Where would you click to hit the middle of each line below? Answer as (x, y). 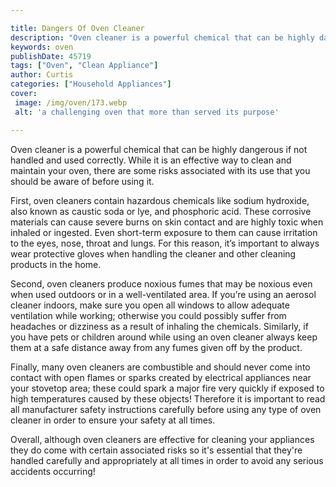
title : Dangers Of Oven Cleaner (77, 28)
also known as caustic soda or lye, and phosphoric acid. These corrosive (161, 211)
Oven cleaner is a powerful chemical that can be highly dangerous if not (159, 149)
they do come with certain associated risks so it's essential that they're (156, 450)
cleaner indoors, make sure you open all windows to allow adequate (150, 305)
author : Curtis (42, 75)
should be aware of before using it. (82, 181)
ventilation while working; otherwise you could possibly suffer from (148, 315)
